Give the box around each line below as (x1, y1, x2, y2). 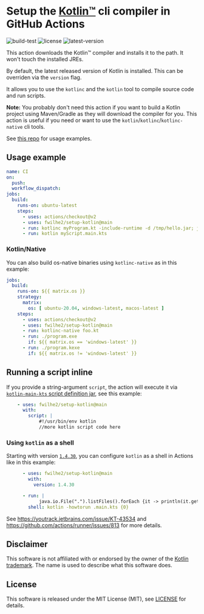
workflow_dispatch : (12, 185, 61, 192)
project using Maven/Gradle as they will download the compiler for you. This (6, 110, 197, 117)
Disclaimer (6, 539, 48, 549)
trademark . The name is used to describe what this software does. (6, 562, 173, 569)
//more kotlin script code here (38, 424, 121, 431)
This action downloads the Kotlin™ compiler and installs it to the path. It (6, 49, 184, 56)
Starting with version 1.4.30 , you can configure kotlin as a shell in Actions (6, 452, 194, 460)
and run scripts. (6, 92, 46, 99)
